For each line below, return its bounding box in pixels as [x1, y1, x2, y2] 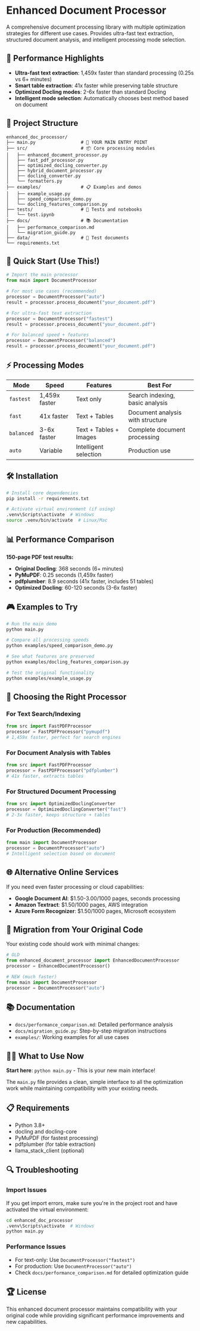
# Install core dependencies [6, 490, 79, 496]
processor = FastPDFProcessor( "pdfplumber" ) [6, 768, 118, 774]
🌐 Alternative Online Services [6, 867, 119, 877]
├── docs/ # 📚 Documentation [6, 217, 129, 224]
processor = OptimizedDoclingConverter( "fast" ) [6, 806, 127, 812]
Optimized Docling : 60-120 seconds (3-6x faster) [14, 584, 137, 591]
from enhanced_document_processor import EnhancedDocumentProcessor [6, 957, 180, 964]
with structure [127, 415, 167, 424]
